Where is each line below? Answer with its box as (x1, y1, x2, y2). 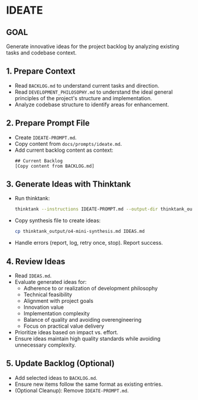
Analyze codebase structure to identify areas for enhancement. (14, 101, 170, 108)
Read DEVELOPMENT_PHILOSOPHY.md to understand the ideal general (14, 88, 173, 95)
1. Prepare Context (6, 66, 76, 76)
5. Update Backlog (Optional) (6, 359, 115, 369)
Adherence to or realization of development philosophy (23, 285, 158, 292)
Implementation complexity (23, 310, 90, 317)
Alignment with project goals (23, 297, 93, 304)
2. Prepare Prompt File (6, 118, 90, 128)
